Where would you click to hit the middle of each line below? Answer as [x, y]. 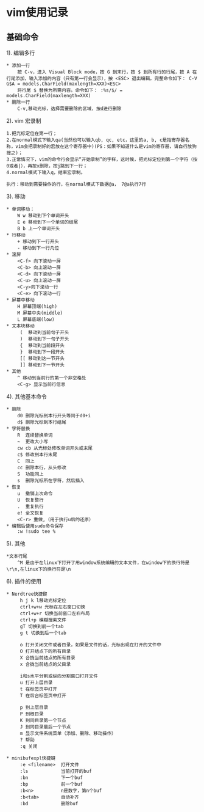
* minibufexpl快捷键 [31, 758]
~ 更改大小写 [33, 442]
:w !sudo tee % [37, 532]
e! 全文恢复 [30, 513]
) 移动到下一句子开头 [44, 339]
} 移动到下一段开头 [42, 352]
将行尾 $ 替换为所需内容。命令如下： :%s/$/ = [70, 90]
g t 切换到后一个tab [43, 633]
